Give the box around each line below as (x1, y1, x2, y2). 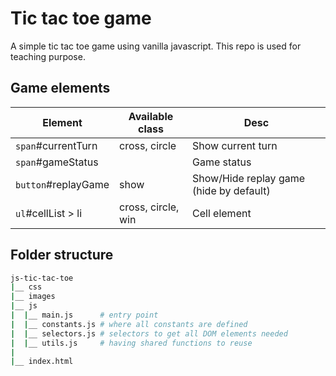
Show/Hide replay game (192, 171, 306, 185)
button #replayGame (15, 177, 110, 191)
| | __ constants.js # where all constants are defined (10, 319, 248, 329)
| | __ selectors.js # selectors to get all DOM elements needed (10, 328, 288, 339)
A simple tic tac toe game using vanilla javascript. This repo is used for (10, 40, 302, 52)
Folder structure (10, 247, 114, 264)
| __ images (10, 292, 56, 302)
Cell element (192, 206, 252, 220)
